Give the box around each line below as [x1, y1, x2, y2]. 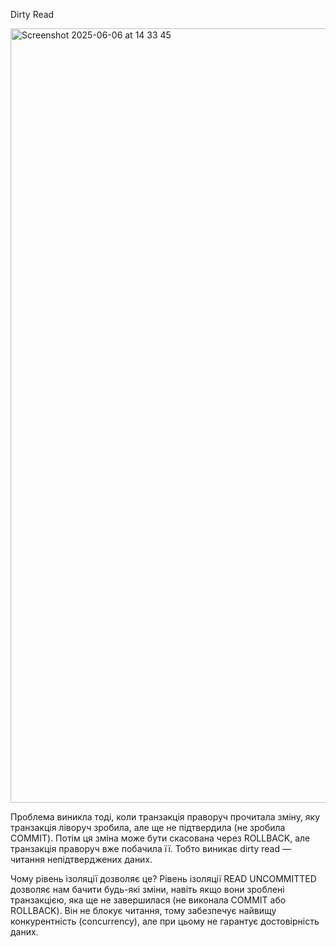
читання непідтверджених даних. [10, 854, 153, 865]
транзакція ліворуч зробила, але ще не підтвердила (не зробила [10, 822, 286, 833]
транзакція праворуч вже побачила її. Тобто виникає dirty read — [10, 843, 292, 854]
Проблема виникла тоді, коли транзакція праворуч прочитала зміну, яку [10, 811, 321, 823]
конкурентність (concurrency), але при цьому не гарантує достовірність [10, 915, 320, 927]
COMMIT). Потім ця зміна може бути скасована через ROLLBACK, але [10, 832, 311, 844]
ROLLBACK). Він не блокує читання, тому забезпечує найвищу [10, 905, 277, 916]
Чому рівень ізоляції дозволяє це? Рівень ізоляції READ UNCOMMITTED [10, 873, 317, 884]
